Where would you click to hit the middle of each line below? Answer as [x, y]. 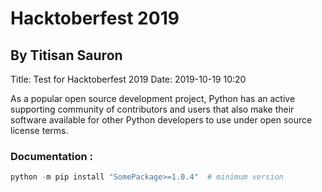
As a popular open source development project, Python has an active [153, 98]
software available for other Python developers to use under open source [161, 120]
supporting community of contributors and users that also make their [152, 109]
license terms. [39, 130]
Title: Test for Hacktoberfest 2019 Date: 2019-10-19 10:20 [128, 79]
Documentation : [52, 156]
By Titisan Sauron [66, 55]
